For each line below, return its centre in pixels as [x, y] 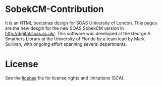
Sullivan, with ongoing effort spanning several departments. [66, 44]
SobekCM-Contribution [54, 9]
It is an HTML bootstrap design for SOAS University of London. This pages [81, 23]
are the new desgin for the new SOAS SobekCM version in [65, 28]
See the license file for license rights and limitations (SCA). [65, 78]
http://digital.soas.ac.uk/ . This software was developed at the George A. [79, 33]
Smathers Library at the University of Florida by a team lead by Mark [75, 39]
